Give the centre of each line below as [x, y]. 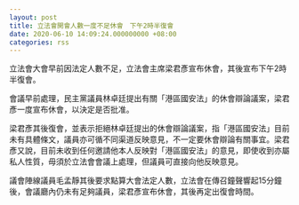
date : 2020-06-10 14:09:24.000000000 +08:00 [93, 34]
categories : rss [39, 42]
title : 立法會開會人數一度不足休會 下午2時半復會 [92, 26]
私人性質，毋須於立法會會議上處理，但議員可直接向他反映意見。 [126, 162]
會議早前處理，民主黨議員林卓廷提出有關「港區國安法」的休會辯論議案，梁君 [149, 99]
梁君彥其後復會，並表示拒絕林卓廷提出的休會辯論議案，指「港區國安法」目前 [149, 129]
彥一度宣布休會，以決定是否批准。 [72, 110]
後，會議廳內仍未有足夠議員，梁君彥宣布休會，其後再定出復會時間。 [134, 192]
